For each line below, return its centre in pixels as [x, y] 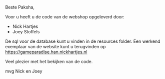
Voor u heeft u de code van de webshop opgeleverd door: [65, 17]
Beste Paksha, [20, 7]
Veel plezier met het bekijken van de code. [49, 61]
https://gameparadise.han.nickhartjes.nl [46, 52]
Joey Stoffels [26, 32]
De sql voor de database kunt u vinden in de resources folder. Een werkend [83, 41]
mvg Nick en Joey [24, 71]
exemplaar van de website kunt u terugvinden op [55, 46]
